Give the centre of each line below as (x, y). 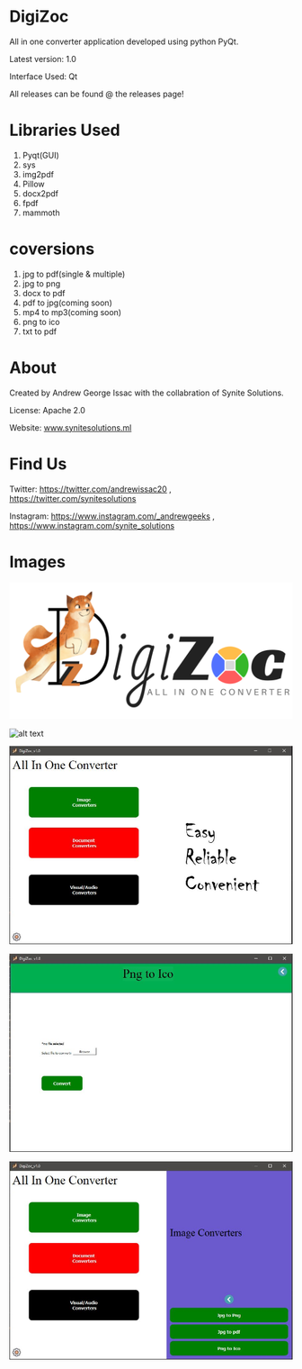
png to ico (41, 322)
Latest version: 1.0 (43, 59)
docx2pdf (40, 193)
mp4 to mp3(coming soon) (72, 312)
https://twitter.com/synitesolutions (73, 498)
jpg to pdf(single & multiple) (74, 274)
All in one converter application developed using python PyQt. (124, 41)
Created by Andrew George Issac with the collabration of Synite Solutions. (147, 393)
